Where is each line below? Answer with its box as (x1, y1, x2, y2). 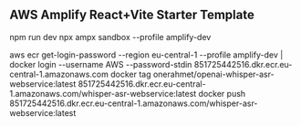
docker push (198, 88, 246, 99)
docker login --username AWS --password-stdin (9, 58, 192, 69)
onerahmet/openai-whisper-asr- (152, 68, 275, 79)
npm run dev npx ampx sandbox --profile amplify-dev (9, 31, 212, 42)
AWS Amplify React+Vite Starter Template (9, 7, 255, 23)
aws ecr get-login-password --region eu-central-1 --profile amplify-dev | (9, 49, 284, 60)
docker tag (110, 68, 152, 79)
